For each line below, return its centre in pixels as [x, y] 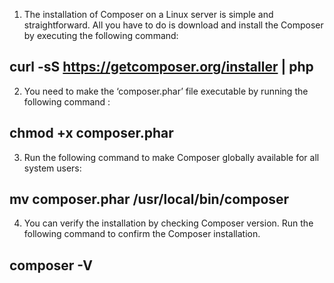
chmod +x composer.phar [91, 133]
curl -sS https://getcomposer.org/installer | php [161, 67]
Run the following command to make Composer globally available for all [171, 157]
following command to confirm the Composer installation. [142, 234]
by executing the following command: [101, 35]
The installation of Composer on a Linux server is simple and [148, 14]
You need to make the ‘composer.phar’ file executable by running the [166, 91]
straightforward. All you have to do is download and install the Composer [173, 25]
